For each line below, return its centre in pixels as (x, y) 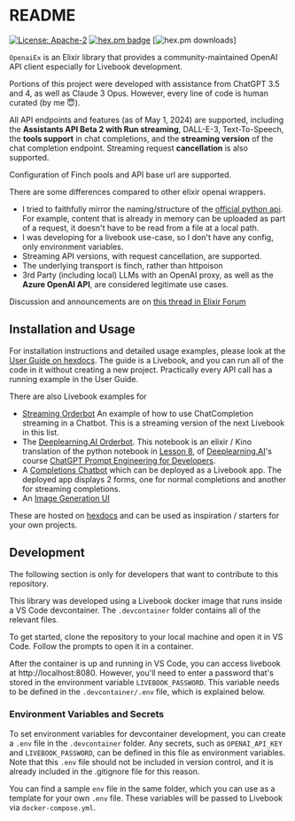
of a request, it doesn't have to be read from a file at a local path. (140, 228)
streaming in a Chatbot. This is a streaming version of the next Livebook (153, 423)
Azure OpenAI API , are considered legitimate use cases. (125, 284)
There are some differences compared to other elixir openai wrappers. (137, 192)
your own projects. (43, 525)
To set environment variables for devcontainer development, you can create (147, 733)
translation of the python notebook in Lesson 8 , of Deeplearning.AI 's (147, 451)
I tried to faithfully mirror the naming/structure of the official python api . (152, 208)
